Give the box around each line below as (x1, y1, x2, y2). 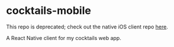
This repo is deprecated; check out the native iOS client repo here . (6, 23, 169, 30)
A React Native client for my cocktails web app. (6, 34, 121, 41)
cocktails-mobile (6, 4, 92, 17)
